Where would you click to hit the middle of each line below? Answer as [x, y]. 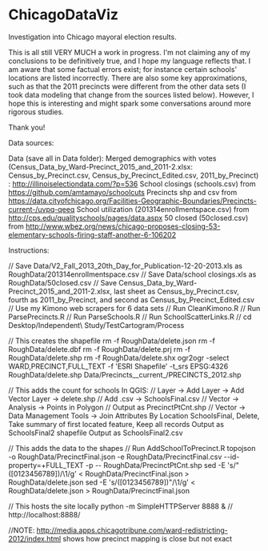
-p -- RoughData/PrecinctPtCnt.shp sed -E [156, 465]
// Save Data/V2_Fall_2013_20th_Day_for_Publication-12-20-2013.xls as [125, 266]
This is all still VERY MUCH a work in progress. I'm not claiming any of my [129, 52]
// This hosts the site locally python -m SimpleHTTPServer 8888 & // [121, 506]
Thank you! [27, 127]
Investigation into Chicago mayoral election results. [93, 37]
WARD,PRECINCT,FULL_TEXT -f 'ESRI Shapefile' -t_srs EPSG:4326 [118, 366]
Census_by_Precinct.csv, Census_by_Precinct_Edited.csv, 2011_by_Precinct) [134, 175]
